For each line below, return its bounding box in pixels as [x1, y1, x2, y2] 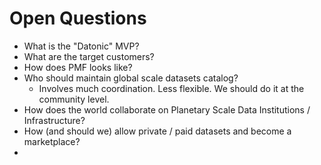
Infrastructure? [23, 114, 86, 126]
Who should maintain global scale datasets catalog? [23, 72, 239, 84]
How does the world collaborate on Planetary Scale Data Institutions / [23, 103, 311, 116]
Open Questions [9, 7, 147, 30]
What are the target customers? [23, 50, 155, 62]
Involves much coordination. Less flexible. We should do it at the [38, 82, 305, 94]
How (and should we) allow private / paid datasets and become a [23, 125, 292, 137]
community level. [38, 93, 110, 105]
